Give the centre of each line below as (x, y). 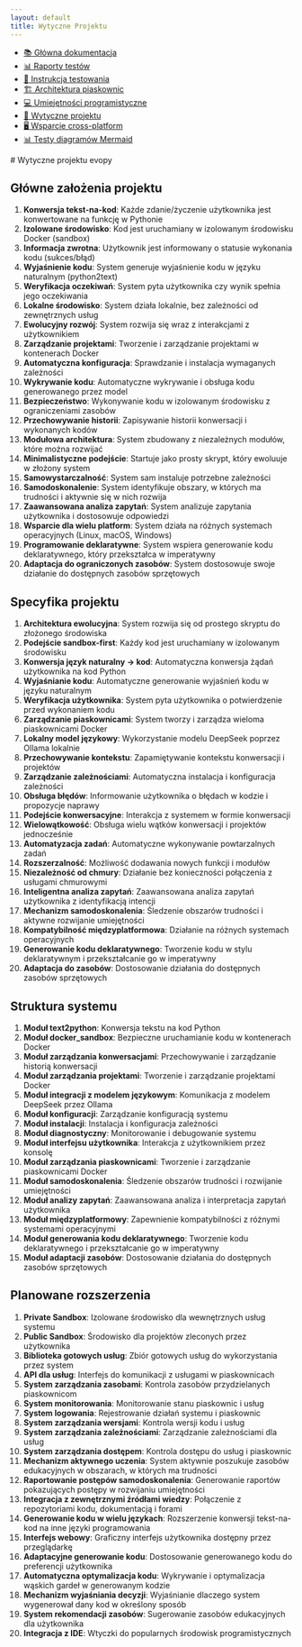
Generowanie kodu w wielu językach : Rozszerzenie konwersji (139, 1518)
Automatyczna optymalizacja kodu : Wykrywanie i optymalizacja (144, 1575)
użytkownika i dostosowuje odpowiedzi (96, 516)
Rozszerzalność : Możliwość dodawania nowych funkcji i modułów (147, 863)
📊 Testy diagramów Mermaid (78, 139)
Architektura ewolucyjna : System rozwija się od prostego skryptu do (152, 623)
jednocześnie (48, 834)
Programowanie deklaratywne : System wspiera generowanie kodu (148, 545)
